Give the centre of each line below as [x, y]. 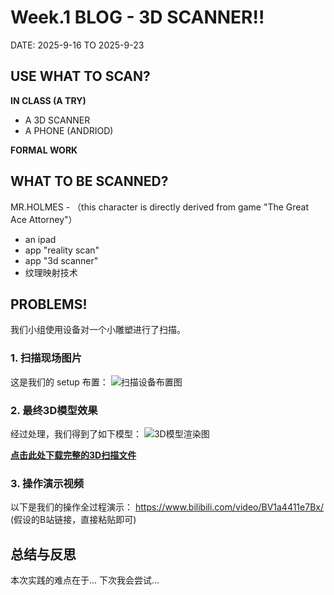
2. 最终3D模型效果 [54, 410]
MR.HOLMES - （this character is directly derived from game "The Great [160, 207]
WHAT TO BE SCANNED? [89, 181]
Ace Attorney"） [44, 219]
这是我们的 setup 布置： [59, 382]
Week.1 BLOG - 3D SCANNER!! [137, 17]
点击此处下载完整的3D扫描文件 [73, 455]
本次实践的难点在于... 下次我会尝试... [85, 580]
